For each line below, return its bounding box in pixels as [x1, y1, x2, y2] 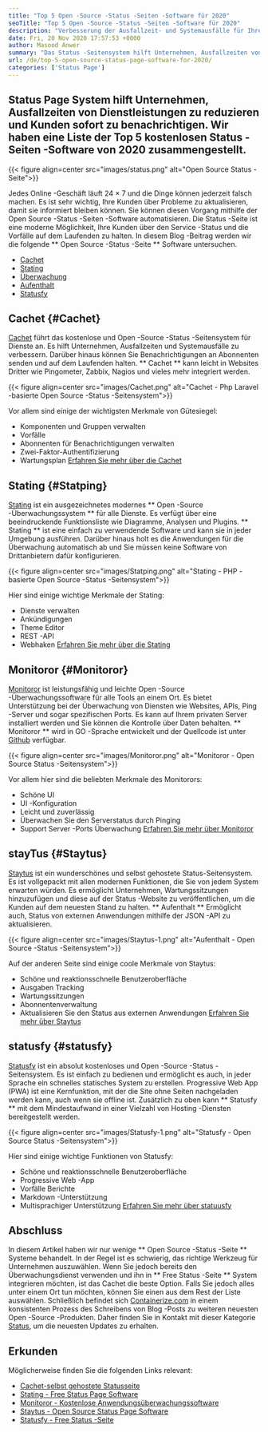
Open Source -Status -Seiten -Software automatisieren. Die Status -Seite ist [8, 213, 258, 224]
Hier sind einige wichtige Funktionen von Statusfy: [8, 1151, 174, 1160]
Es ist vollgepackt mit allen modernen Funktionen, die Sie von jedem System [8, 876, 259, 887]
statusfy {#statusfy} [8, 1040, 113, 1053]
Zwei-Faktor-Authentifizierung [19, 447, 120, 457]
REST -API [19, 632, 54, 641]
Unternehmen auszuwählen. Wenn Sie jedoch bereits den [8, 1262, 198, 1271]
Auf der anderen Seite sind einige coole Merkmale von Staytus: [8, 958, 216, 968]
